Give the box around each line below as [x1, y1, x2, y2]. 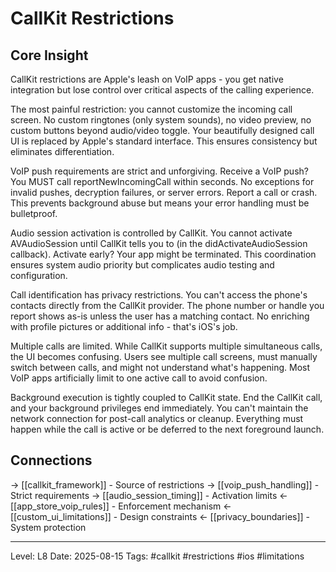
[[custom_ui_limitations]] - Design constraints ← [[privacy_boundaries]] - [10, 510, 311, 522]
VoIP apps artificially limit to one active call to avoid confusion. [10, 372, 268, 384]
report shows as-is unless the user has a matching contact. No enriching [10, 310, 310, 322]
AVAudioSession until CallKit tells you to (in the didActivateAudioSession [10, 238, 308, 249]
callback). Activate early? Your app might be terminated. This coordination [10, 248, 317, 260]
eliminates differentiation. [10, 146, 115, 157]
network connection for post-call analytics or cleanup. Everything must [10, 413, 304, 424]
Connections [10, 452, 93, 469]
